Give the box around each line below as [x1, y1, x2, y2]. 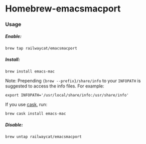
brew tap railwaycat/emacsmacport [5, 46, 78, 51]
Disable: [5, 121, 24, 127]
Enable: [5, 33, 22, 39]
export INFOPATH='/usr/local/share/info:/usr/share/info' [5, 93, 129, 98]
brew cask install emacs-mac [5, 111, 66, 116]
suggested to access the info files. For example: [5, 83, 104, 89]
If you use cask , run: [5, 101, 48, 107]
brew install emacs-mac [5, 69, 55, 74]
